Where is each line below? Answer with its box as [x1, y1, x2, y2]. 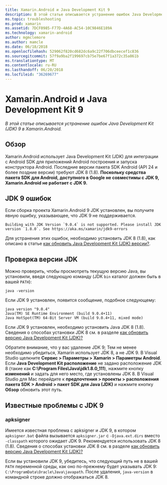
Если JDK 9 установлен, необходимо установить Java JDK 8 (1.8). [5, 324, 145, 330]
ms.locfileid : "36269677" [5, 72, 59, 77]
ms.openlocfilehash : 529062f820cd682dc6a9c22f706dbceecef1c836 [5, 49, 139, 54]
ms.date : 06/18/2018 [5, 44, 48, 49]
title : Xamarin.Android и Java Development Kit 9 [5, 7, 110, 12]
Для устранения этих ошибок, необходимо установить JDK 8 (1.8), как [5, 235, 156, 241]
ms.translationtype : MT [5, 58, 55, 63]
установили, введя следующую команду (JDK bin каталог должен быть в [5, 274, 161, 280]
